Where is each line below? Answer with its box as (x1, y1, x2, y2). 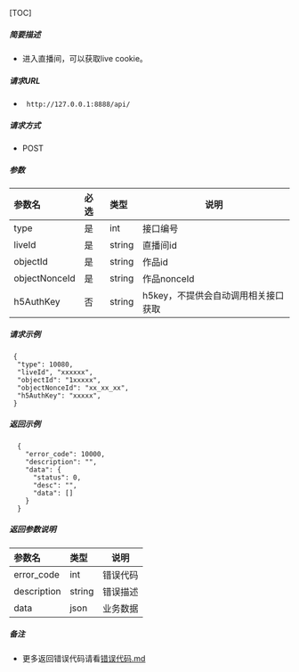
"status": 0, (32, 472, 82, 482)
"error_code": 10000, (25, 449, 105, 458)
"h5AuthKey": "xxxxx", (17, 391, 101, 400)
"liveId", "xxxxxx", (17, 367, 93, 377)
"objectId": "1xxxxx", (17, 375, 101, 384)
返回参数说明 (9, 524, 56, 535)
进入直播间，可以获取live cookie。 (21, 53, 149, 63)
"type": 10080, (17, 360, 74, 369)
